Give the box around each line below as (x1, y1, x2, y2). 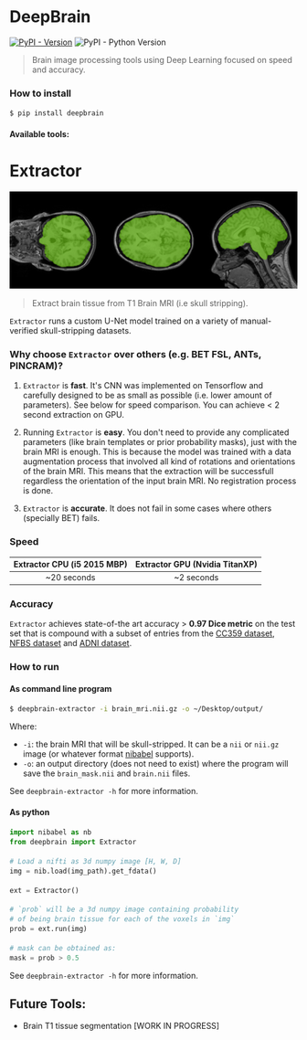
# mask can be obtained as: (9, 943, 117, 952)
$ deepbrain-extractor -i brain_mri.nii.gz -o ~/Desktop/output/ (9, 705, 263, 714)
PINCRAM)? (9, 359, 64, 372)
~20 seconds (45, 572, 96, 583)
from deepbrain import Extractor (9, 838, 137, 847)
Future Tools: (9, 996, 87, 1012)
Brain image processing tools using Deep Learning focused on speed (31, 54, 292, 65)
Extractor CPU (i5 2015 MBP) (13, 559, 128, 570)
